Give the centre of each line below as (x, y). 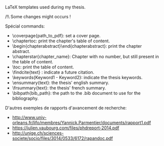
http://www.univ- (29, 117)
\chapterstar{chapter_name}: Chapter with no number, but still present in (85, 57)
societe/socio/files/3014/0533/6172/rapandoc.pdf (62, 138)
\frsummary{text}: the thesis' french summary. (59, 88)
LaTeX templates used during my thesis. (45, 7)
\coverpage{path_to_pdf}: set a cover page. (56, 36)
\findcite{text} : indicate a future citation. (53, 72)
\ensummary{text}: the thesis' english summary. (60, 83)
